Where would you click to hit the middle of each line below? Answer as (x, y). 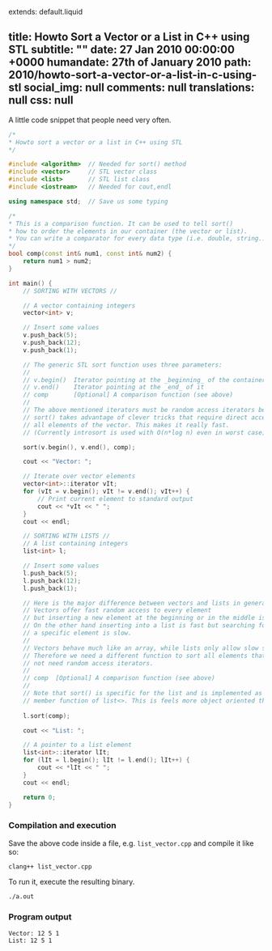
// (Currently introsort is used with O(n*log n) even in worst (134, 432)
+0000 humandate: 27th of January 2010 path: (130, 63)
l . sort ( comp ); (47, 715)
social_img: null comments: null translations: (139, 88)
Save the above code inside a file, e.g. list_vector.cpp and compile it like (131, 843)
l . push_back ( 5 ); (51, 573)
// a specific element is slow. (77, 633)
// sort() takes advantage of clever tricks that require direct (136, 417)
